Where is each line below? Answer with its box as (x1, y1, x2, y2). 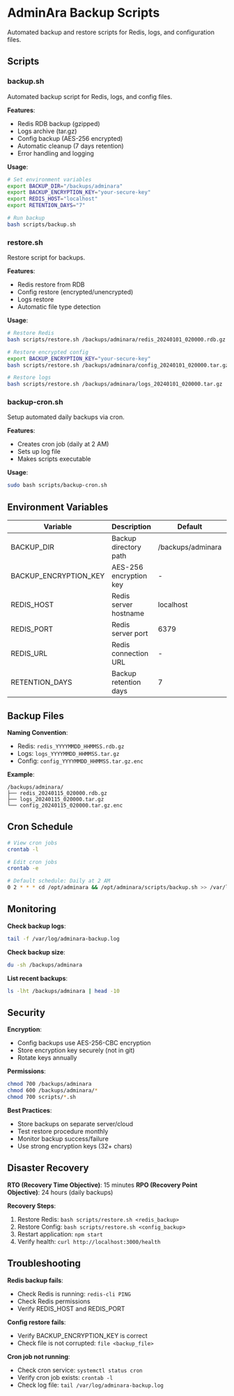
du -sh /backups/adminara (7, 961, 82, 969)
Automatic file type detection (17, 303, 101, 311)
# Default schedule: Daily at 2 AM (7, 877, 111, 885)
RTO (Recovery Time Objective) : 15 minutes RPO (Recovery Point (7, 1181, 198, 1189)
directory (111, 543, 141, 552)
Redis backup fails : (7, 1276, 64, 1284)
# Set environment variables (7, 176, 92, 183)
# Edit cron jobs (7, 858, 58, 865)
